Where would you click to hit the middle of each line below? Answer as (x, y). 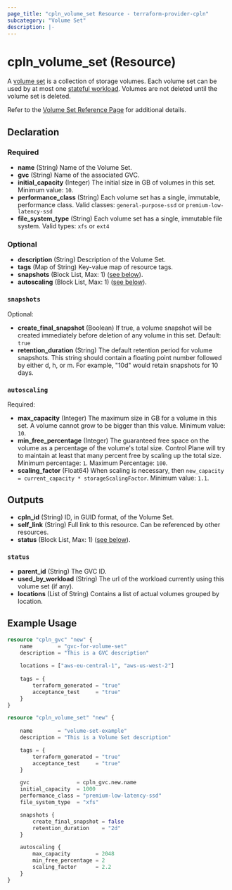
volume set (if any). (45, 586)
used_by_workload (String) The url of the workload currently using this (121, 579)
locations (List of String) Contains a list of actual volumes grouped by (118, 594)
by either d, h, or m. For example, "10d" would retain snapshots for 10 (118, 365)
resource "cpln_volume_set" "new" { (61, 718)
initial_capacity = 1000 (58, 789)
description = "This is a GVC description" (85, 653)
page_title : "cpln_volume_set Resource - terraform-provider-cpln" (108, 14)
